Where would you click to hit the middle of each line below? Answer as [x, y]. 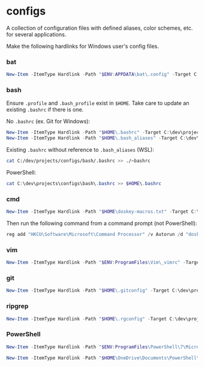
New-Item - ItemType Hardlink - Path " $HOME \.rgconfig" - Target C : [90, 319]
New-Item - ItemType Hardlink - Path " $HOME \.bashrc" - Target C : [88, 133]
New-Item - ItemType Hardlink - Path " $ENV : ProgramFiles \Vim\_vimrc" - [96, 263]
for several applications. [36, 34]
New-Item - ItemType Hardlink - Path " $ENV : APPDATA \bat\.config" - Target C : [103, 75]
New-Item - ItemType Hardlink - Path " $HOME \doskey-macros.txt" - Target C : [102, 212]
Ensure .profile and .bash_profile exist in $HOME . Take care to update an [98, 103]
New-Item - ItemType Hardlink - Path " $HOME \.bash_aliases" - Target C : [96, 138]
